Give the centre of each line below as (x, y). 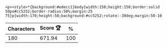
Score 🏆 (50, 28)
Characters (21, 29)
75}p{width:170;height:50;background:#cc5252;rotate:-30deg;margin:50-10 (84, 16)
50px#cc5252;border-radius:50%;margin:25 (49, 11)
